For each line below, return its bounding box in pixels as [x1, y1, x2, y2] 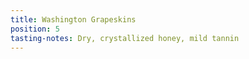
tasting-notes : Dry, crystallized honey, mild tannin [10, 33, 240, 43]
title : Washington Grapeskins [10, 14, 137, 25]
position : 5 [10, 24, 60, 34]
